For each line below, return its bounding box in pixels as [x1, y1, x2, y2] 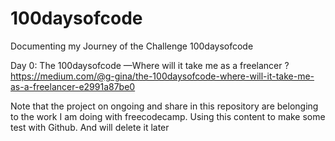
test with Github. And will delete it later [10, 121, 170, 133]
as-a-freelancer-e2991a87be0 [10, 80, 136, 92]
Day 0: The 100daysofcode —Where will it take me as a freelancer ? [10, 59, 290, 71]
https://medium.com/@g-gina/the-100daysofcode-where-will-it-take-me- [10, 70, 315, 82]
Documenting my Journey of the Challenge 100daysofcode [10, 40, 254, 52]
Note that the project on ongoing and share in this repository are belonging [10, 100, 319, 112]
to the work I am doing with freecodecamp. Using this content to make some [10, 110, 326, 122]
